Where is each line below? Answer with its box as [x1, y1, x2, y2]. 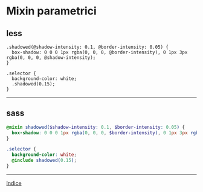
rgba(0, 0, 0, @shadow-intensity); [6, 55, 96, 61]
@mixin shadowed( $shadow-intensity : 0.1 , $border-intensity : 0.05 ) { [6, 124, 185, 130]
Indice [6, 179, 22, 187]
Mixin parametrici [6, 4, 97, 18]
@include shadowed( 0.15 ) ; [11, 158, 77, 164]
